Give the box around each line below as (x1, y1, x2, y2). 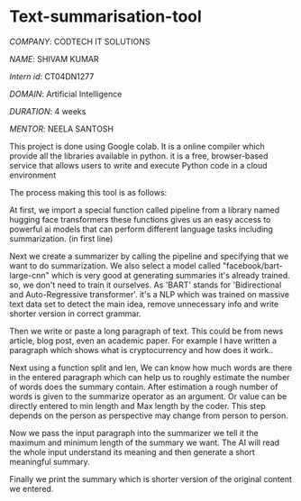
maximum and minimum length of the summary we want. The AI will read (9, 437, 280, 448)
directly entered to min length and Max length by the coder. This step (9, 400, 266, 411)
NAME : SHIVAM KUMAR (9, 53, 99, 64)
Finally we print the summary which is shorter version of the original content (9, 473, 293, 484)
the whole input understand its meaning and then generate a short (9, 446, 255, 457)
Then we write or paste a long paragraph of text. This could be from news (9, 325, 284, 336)
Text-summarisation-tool (9, 6, 203, 27)
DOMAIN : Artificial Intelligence (9, 88, 123, 99)
